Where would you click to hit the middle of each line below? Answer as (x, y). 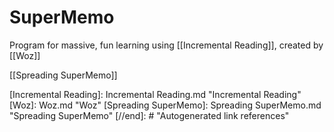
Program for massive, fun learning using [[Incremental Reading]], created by (166, 45)
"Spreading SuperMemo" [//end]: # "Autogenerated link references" (149, 115)
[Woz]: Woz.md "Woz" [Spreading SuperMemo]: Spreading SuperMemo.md (165, 105)
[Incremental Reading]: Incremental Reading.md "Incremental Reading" (155, 94)
